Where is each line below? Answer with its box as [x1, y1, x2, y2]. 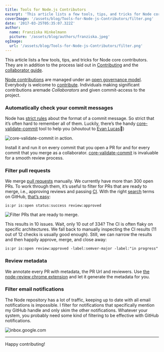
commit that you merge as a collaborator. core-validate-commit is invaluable [5, 150, 159, 156]
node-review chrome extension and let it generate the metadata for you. [5, 274, 150, 279]
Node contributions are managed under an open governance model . [5, 77, 143, 82]
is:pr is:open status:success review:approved [5, 203, 102, 208]
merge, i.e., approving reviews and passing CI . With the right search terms [5, 189, 155, 195]
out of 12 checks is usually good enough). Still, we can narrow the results [5, 232, 152, 237]
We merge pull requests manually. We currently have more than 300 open [5, 178, 154, 184]
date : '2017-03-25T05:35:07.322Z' [5, 20, 76, 26]
